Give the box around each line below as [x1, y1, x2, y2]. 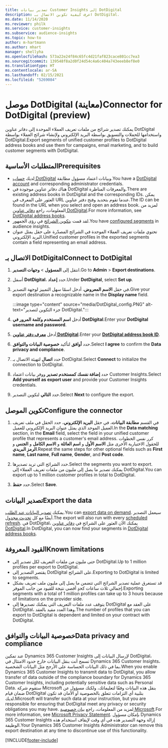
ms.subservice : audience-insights [5, 31, 77, 36]
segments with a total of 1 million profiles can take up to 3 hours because [12, 590, 163, 597]
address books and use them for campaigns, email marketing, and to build [5, 142, 158, 148]
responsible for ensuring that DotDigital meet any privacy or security [5, 700, 146, 707]
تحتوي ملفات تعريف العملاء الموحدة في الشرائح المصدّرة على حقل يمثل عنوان [12, 229, 157, 235]
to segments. [12, 575, 40, 581]
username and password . [12, 322, 67, 328]
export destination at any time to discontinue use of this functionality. [5, 727, 148, 733]
